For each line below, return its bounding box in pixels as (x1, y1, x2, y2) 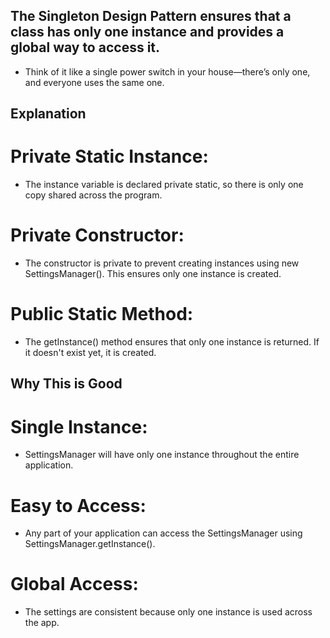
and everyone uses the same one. (24, 76, 165, 88)
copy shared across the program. (24, 189, 163, 201)
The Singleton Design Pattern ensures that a (10, 8, 292, 25)
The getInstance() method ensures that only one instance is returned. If (24, 336, 320, 348)
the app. (24, 617, 60, 629)
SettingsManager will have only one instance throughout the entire (24, 449, 300, 461)
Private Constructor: (10, 224, 185, 247)
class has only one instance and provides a (10, 24, 285, 41)
